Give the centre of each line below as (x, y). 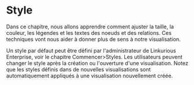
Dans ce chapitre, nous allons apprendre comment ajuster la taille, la (90, 27)
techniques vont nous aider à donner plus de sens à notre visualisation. (93, 39)
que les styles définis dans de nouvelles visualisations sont (79, 69)
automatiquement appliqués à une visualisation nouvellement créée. (90, 76)
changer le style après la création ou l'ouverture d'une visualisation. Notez (97, 63)
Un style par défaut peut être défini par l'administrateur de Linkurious (91, 50)
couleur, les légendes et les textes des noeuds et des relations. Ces (89, 32)
